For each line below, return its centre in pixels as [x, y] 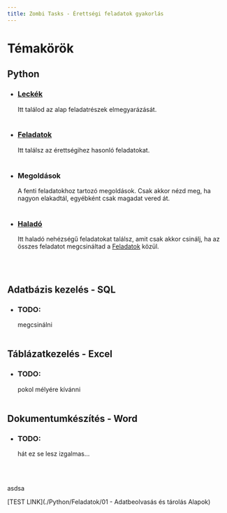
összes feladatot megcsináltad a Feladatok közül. [88, 246]
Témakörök [41, 48]
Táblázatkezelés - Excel [60, 354]
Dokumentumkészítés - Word [73, 419]
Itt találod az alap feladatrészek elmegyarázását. [87, 109]
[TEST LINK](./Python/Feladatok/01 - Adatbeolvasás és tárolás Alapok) [109, 502]
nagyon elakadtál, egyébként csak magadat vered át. [94, 198]
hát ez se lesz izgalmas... [53, 454]
